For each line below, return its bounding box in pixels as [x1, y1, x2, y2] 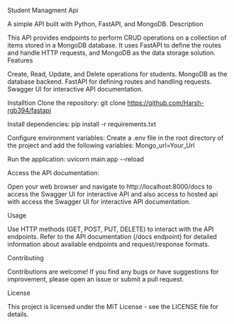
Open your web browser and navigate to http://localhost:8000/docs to [7, 182, 213, 191]
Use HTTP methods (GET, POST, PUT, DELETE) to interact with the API [7, 225, 214, 233]
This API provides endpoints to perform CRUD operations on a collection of [7, 33, 227, 42]
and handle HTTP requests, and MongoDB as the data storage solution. [7, 49, 216, 57]
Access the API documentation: [7, 169, 99, 177]
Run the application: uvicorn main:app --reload [7, 155, 144, 163]
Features [7, 56, 33, 65]
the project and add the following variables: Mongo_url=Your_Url [7, 141, 195, 150]
